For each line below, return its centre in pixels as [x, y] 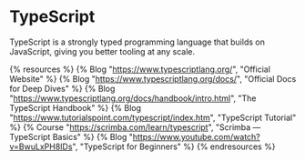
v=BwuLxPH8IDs [41, 146]
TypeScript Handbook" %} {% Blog [76, 107]
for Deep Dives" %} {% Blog [62, 88]
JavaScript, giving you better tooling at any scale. [102, 51]
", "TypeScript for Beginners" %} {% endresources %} [174, 146]
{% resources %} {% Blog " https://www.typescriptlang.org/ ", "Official [140, 69]
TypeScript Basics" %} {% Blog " [71, 136]
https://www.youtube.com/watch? [197, 136]
